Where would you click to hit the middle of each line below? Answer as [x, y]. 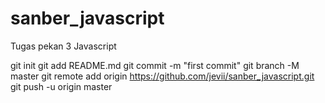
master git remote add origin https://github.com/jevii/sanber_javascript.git [162, 76]
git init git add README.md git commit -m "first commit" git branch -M [155, 65]
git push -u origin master [61, 86]
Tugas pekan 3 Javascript [63, 46]
